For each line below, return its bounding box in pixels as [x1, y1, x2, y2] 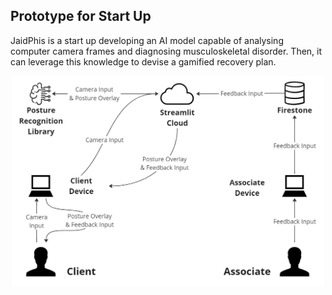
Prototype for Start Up [10, 8, 152, 25]
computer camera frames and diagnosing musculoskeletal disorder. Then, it [10, 45, 323, 57]
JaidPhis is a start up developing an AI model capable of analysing [10, 34, 284, 46]
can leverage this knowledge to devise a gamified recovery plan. [10, 55, 277, 68]
